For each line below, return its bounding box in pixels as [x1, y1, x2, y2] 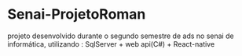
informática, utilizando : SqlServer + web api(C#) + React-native [7, 39, 215, 48]
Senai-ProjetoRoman [7, 5, 146, 23]
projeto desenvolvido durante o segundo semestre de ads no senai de [7, 31, 234, 40]
